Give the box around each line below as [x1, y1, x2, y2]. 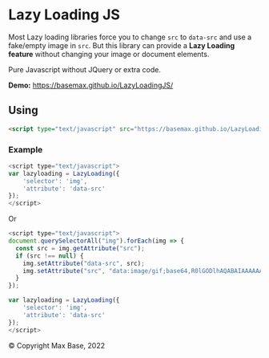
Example [8, 144, 43, 155]
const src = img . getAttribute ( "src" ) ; [15, 244, 146, 252]
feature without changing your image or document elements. [8, 49, 210, 59]
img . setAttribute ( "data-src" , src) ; [22, 259, 146, 267]
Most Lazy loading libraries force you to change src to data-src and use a [8, 32, 252, 42]
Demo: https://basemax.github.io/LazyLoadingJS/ [8, 80, 174, 90]
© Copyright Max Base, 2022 [8, 340, 106, 350]
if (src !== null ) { [15, 251, 84, 260]
